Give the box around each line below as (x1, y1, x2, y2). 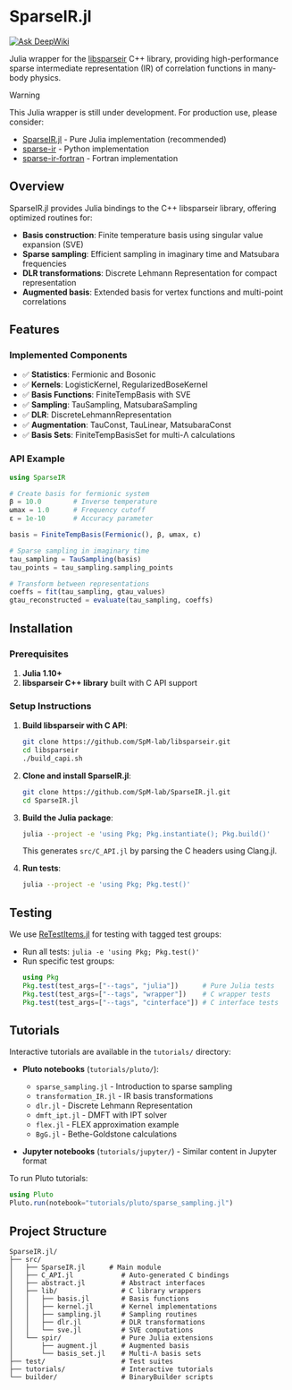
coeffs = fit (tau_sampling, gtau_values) (9, 588, 166, 596)
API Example (9, 452, 65, 465)
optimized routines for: (9, 212, 93, 223)
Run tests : (21, 862, 61, 874)
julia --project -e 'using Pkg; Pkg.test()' (21, 880, 191, 889)
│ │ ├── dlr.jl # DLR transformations (9, 1318, 205, 1327)
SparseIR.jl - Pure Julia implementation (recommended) (21, 133, 227, 144)
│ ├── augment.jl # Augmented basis (9, 1342, 190, 1351)
